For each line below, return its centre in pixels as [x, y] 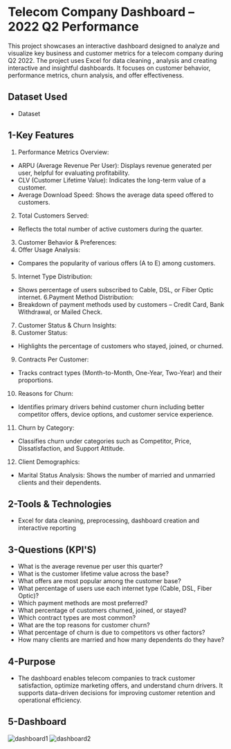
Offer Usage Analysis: [49, 249]
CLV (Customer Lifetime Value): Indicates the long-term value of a [112, 180]
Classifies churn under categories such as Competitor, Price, [104, 441]
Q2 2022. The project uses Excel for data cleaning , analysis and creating [112, 60]
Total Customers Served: [53, 216]
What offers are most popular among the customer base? [100, 581]
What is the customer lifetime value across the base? [93, 573]
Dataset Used [38, 97]
